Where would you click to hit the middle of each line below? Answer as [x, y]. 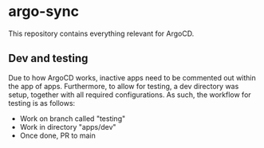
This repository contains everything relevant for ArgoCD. [101, 33]
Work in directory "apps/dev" [68, 127]
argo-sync [44, 12]
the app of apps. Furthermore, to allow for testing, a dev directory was [124, 86]
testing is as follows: [42, 103]
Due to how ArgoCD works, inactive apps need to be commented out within [132, 77]
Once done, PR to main [57, 135]
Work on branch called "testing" [73, 119]
